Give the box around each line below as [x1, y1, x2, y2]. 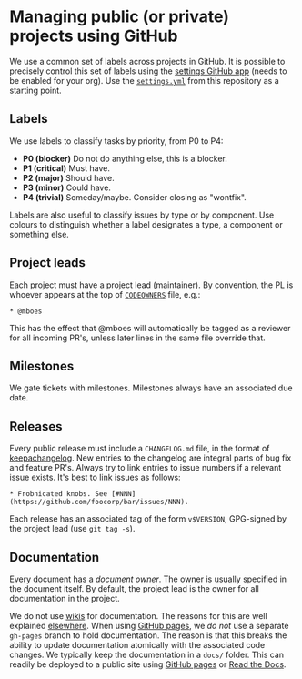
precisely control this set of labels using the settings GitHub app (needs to [9, 66, 287, 76]
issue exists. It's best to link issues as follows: [9, 471, 181, 483]
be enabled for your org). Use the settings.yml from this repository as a [9, 75, 279, 86]
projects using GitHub [9, 25, 179, 46]
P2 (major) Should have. [22, 172, 116, 183]
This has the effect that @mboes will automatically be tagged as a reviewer [9, 322, 291, 333]
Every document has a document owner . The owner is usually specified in [9, 573, 287, 584]
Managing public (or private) [9, 6, 230, 27]
